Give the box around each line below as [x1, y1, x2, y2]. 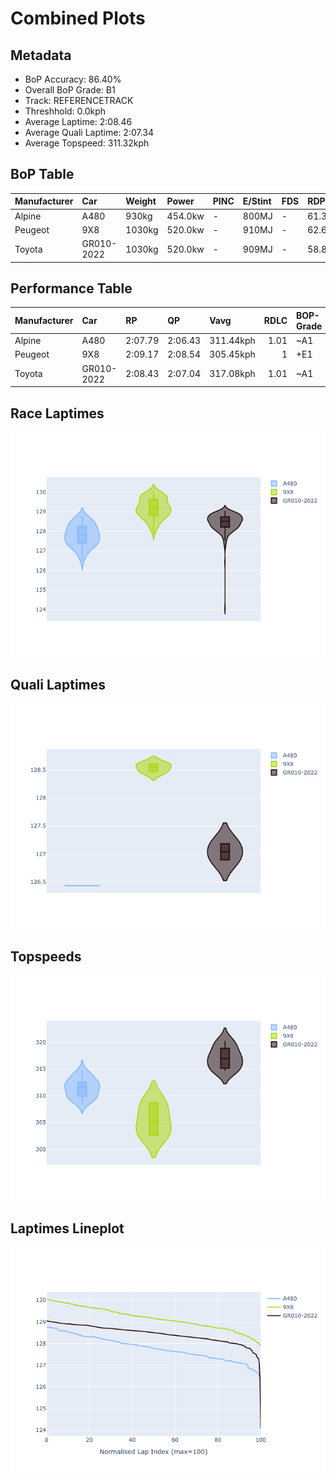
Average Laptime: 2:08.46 [24, 116, 133, 127]
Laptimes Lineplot [10, 1220, 125, 1237]
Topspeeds [10, 948, 82, 966]
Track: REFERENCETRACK [24, 95, 134, 106]
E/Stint [242, 195, 272, 207]
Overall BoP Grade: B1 [24, 84, 116, 96]
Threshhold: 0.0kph [24, 105, 107, 117]
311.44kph [209, 335, 256, 347]
